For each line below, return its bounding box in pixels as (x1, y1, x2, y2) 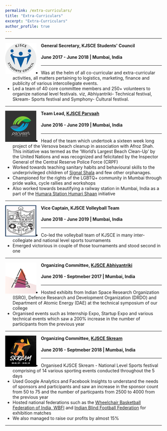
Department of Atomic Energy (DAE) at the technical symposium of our (12, 300, 158, 306)
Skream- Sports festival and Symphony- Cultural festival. (12, 96, 129, 102)
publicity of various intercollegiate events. (12, 80, 98, 87)
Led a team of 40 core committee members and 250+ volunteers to (12, 86, 151, 92)
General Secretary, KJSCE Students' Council (41, 43, 135, 49)
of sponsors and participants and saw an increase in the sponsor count (12, 384, 159, 390)
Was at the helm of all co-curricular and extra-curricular (41, 70, 156, 76)
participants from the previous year (12, 321, 85, 327)
